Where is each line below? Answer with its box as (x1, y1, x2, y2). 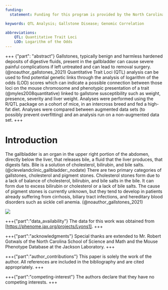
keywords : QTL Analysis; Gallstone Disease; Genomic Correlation (5, 21, 144, 26)
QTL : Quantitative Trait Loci (14, 35, 77, 40)
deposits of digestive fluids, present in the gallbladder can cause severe (5, 59, 154, 64)
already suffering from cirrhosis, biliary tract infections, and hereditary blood (5, 193, 163, 199)
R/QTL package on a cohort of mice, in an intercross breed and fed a (5, 101, 147, 107)
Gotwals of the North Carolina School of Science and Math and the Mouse (5, 238, 158, 244)
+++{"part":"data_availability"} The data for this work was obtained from (5, 218, 155, 224)
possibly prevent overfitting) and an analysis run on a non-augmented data (5, 112, 159, 118)
